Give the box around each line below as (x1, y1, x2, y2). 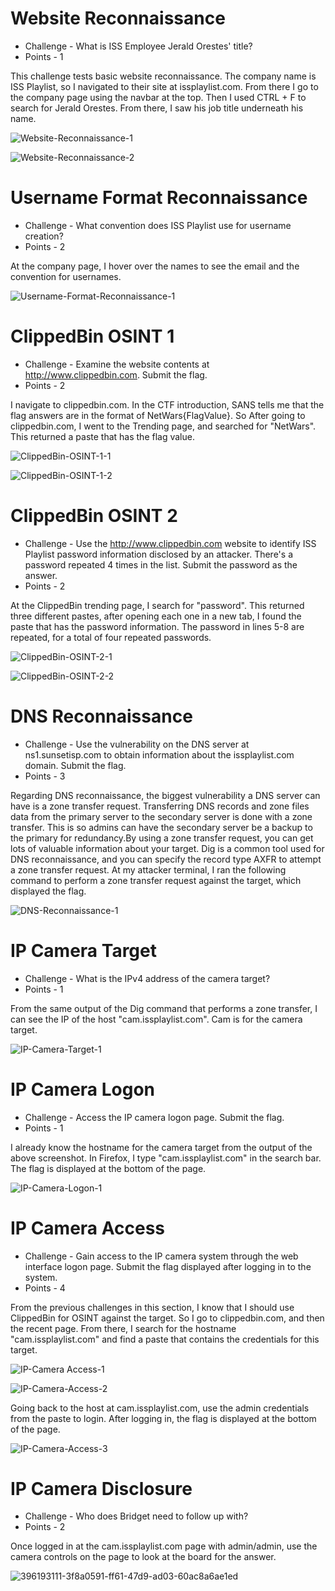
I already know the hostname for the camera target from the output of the (10, 1141, 313, 1153)
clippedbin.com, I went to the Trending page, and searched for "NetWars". (10, 420, 317, 432)
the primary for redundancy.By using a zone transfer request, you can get (10, 832, 314, 844)
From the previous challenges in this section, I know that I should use (10, 1301, 295, 1313)
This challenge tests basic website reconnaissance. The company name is (10, 70, 317, 82)
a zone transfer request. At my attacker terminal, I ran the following (10, 863, 287, 876)
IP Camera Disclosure (10, 1477, 193, 1500)
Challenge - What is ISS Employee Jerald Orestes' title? (24, 40, 253, 52)
